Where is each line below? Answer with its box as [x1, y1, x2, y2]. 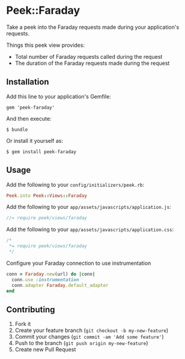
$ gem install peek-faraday [6, 148, 77, 155]
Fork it [14, 321, 31, 328]
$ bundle [6, 127, 28, 133]
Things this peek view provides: [6, 41, 85, 49]
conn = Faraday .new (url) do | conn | [6, 271, 96, 277]
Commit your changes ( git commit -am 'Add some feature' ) [14, 333, 164, 340]
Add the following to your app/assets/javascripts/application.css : [6, 226, 174, 233]
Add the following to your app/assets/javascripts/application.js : [6, 204, 171, 211]
